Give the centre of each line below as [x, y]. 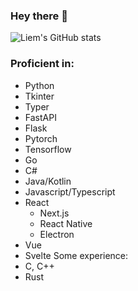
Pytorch [41, 138]
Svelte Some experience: [76, 255]
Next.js [54, 213]
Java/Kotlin [48, 181]
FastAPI [40, 117]
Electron [57, 234]
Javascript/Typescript [70, 191]
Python [39, 85]
